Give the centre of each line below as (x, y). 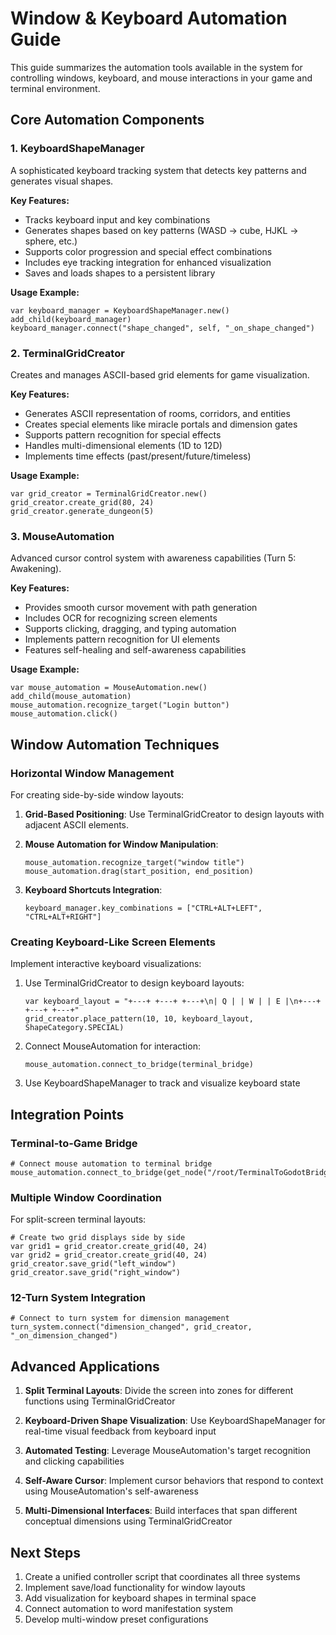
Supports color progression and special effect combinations (148, 251)
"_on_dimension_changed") (64, 1336)
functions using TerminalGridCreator (100, 1401)
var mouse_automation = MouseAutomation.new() (109, 688)
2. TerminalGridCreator (67, 353)
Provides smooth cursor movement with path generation (141, 608)
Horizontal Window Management (92, 773)
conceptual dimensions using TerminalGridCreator (128, 1521)
